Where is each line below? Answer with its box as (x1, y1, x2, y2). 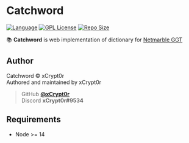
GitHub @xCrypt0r (21, 90, 70, 97)
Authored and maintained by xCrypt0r (6, 78, 102, 86)
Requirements (6, 114, 61, 125)
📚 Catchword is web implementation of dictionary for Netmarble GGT (6, 36, 183, 43)
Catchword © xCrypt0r (6, 72, 65, 79)
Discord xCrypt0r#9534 (21, 97, 84, 104)
